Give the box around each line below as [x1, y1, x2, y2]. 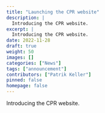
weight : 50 [6, 49, 34, 55]
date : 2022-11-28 [6, 37, 51, 43]
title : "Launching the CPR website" [6, 9, 100, 15]
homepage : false [6, 83, 48, 89]
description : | [6, 15, 45, 21]
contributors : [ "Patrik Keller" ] [6, 71, 92, 78]
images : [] [6, 54, 34, 60]
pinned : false [6, 77, 43, 83]
